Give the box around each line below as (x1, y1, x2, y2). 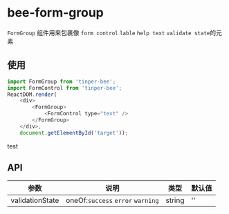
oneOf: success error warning (65, 195, 159, 205)
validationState (10, 195, 59, 205)
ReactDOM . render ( (7, 91, 57, 98)
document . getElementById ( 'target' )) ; (19, 129, 129, 136)
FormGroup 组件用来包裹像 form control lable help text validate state (7, 28, 210, 37)
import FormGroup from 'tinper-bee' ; (7, 78, 116, 85)
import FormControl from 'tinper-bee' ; (7, 84, 122, 91)
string (165, 195, 185, 205)
